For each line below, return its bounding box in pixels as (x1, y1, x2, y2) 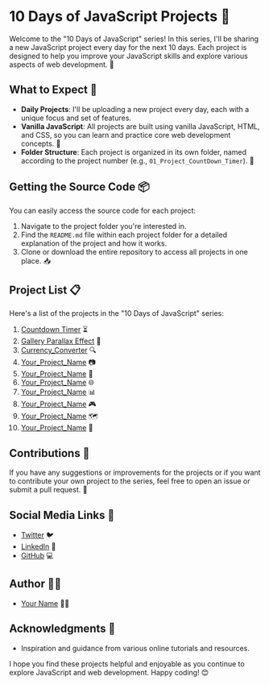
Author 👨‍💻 (9, 577, 62, 591)
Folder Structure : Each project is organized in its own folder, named (20, 147, 247, 156)
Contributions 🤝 (9, 446, 90, 460)
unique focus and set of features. (20, 113, 132, 122)
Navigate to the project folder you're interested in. (20, 221, 187, 230)
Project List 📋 (9, 283, 81, 297)
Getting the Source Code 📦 (9, 181, 150, 194)
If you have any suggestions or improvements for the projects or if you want (9, 467, 261, 478)
